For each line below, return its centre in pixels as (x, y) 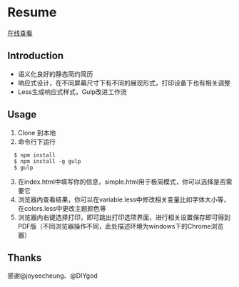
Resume (32, 12)
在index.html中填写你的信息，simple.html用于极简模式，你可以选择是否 (122, 182)
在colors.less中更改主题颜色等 (62, 208)
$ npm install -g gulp (47, 161)
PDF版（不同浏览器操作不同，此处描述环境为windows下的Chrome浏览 (121, 226)
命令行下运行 (36, 141)
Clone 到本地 (37, 132)
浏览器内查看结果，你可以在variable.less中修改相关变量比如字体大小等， (124, 199)
